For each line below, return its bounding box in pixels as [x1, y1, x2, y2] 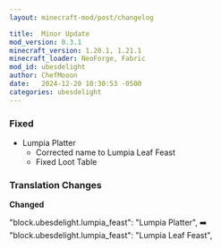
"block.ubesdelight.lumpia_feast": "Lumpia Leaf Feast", [9, 230, 213, 241]
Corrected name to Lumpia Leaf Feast [35, 147, 176, 158]
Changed [9, 199, 45, 210]
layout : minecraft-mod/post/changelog [9, 13, 154, 22]
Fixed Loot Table [35, 156, 98, 167]
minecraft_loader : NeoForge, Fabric [9, 55, 146, 64]
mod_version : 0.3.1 [9, 38, 82, 47]
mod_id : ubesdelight [9, 63, 87, 72]
